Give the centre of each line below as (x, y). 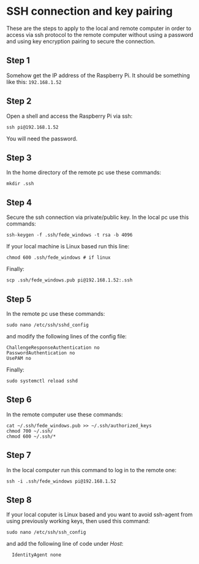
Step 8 (19, 500)
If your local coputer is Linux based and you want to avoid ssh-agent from (99, 515)
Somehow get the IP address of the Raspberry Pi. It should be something (98, 75)
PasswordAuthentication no (41, 353)
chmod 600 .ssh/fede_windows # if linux (59, 258)
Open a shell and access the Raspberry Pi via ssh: (69, 116)
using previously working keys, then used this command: (78, 521)
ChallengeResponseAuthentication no (53, 348)
